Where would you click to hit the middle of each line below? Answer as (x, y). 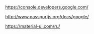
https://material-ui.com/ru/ (33, 26)
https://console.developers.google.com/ (47, 7)
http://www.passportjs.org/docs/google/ (47, 17)
